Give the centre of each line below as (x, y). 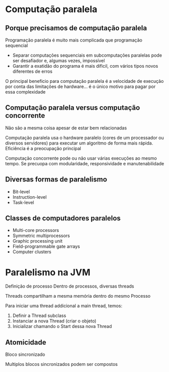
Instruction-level (30, 197)
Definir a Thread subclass (39, 316)
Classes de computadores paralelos (63, 218)
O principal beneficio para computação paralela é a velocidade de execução (84, 81)
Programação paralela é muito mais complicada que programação (74, 40)
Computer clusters (32, 252)
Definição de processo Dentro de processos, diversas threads (70, 286)
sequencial (17, 45)
